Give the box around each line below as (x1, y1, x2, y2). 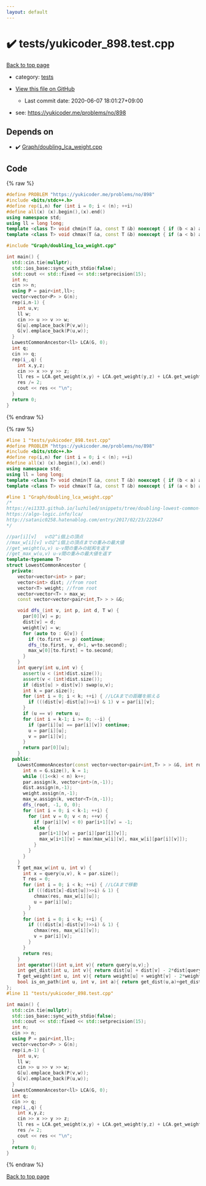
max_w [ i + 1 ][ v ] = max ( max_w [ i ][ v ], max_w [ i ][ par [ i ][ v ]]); (39, 836, 188, 842)
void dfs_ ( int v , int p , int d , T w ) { (17, 608, 120, 614)
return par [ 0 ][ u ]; (22, 745, 70, 751)
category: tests (15, 73, 54, 81)
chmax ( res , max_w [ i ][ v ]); (33, 927, 100, 934)
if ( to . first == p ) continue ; (28, 636, 105, 642)
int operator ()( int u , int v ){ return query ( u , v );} (17, 962, 150, 968)
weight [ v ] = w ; (22, 624, 62, 630)
